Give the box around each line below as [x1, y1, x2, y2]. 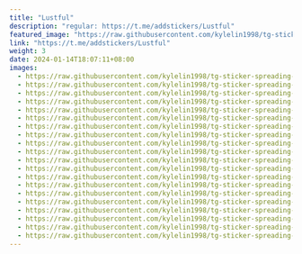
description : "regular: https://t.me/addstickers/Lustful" [9, 22, 235, 31]
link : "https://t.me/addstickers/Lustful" [9, 38, 171, 48]
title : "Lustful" [9, 13, 75, 23]
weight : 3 [9, 47, 47, 56]
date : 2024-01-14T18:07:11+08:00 [9, 55, 135, 64]
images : [9, 64, 39, 73]
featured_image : [9, 30, 70, 39]
